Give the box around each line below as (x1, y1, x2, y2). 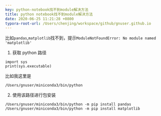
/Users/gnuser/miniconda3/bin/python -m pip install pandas (5, 102, 132, 107)
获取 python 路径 (12, 50, 47, 56)
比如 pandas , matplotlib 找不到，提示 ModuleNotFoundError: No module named (5, 35, 157, 41)
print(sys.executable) (5, 64, 52, 69)
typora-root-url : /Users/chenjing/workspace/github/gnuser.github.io (5, 21, 152, 26)
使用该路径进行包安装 (12, 92, 56, 98)
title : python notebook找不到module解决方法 (5, 12, 93, 17)
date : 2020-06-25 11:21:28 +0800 (5, 16, 74, 21)
